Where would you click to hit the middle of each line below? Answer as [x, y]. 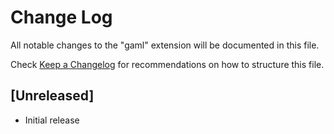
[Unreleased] [52, 96]
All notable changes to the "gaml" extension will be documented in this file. [165, 45]
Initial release [52, 120]
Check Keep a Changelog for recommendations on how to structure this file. [167, 64]
